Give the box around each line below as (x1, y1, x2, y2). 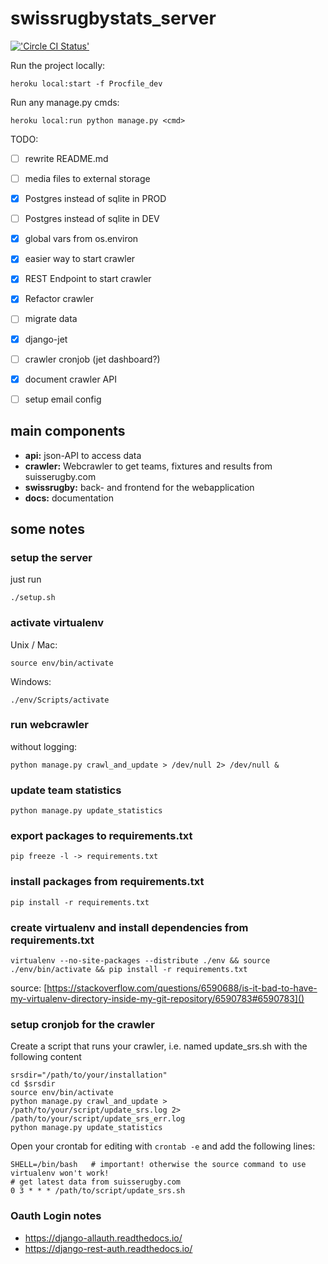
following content (10, 1051, 82, 1063)
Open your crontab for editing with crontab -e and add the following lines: (10, 1140, 316, 1152)
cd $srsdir (10, 1079, 56, 1089)
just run (10, 573, 42, 586)
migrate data (24, 313, 78, 325)
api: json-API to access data (24, 449, 142, 461)
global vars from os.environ (24, 233, 139, 245)
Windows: (10, 675, 52, 687)
